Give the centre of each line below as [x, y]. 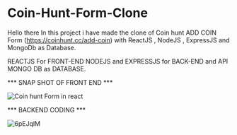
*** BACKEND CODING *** [47, 110]
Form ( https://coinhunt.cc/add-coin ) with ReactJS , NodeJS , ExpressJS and [118, 40]
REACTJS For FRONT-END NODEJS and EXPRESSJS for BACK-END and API [118, 61]
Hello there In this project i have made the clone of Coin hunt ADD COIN [112, 33]
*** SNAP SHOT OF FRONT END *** [60, 82]
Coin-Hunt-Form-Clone [78, 13]
